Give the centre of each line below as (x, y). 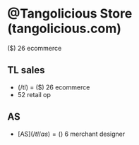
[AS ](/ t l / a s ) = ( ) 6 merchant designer (71, 134)
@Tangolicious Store (70, 14)
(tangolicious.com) (65, 29)
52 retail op (34, 94)
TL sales (26, 70)
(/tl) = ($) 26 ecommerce (54, 87)
